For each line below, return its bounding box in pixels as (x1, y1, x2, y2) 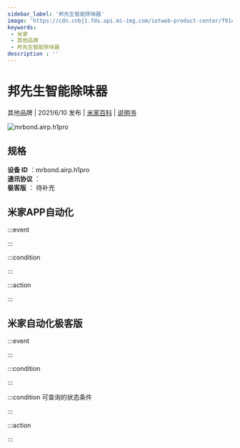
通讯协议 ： (7, 174, 41, 183)
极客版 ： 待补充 (7, 183, 55, 191)
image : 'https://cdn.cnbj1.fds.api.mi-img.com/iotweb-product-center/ (7, 17, 222, 24)
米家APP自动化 (7, 206, 74, 219)
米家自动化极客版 (7, 317, 83, 329)
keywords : (7, 24, 37, 31)
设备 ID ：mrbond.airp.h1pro (7, 165, 90, 174)
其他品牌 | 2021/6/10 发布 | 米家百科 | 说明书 (7, 108, 137, 116)
